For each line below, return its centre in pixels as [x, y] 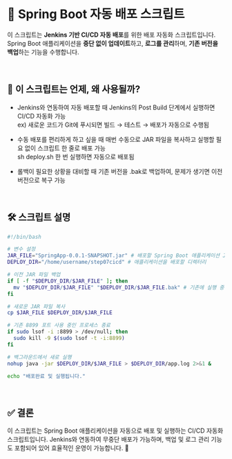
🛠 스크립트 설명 [39, 218]
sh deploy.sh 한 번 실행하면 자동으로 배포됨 [76, 156]
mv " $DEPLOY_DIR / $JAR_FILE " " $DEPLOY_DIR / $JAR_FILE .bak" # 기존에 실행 [115, 287]
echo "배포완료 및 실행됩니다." [47, 376]
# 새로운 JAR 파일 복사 [36, 306]
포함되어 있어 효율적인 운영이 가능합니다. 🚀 [71, 448]
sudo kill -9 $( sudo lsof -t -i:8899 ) [69, 339]
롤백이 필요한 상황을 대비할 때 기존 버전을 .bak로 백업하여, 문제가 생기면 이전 [120, 171]
